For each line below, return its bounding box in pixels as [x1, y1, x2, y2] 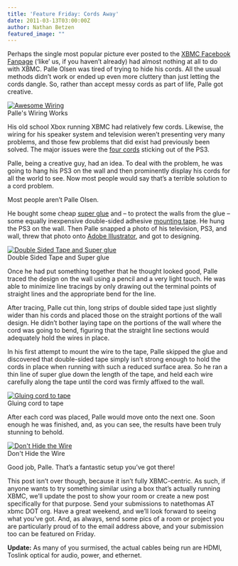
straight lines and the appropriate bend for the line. [7, 289, 156, 299]
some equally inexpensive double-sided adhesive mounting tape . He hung [7, 217, 225, 225]
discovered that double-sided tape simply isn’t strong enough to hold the [7, 355, 221, 363]
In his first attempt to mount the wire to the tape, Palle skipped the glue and [7, 348, 228, 356]
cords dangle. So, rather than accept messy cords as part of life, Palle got [7, 80, 224, 89]
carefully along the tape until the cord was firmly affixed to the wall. [7, 378, 205, 386]
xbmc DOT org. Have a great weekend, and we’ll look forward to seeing [7, 507, 217, 516]
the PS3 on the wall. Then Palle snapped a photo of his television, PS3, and [7, 225, 227, 233]
